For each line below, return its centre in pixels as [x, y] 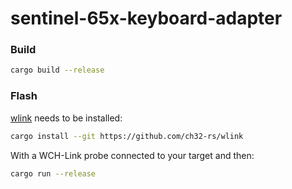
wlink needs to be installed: [66, 118]
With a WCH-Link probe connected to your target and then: [132, 155]
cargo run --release [53, 173]
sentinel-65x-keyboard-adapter [146, 18]
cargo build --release [57, 70]
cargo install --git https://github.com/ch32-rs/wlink [127, 136]
